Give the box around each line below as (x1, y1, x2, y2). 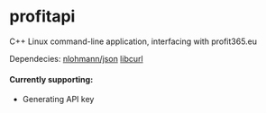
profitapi (9, 6, 76, 27)
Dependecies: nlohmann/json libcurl (9, 53, 143, 64)
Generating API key (22, 94, 95, 105)
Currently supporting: (9, 74, 94, 84)
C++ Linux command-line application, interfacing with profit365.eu (9, 36, 258, 47)
